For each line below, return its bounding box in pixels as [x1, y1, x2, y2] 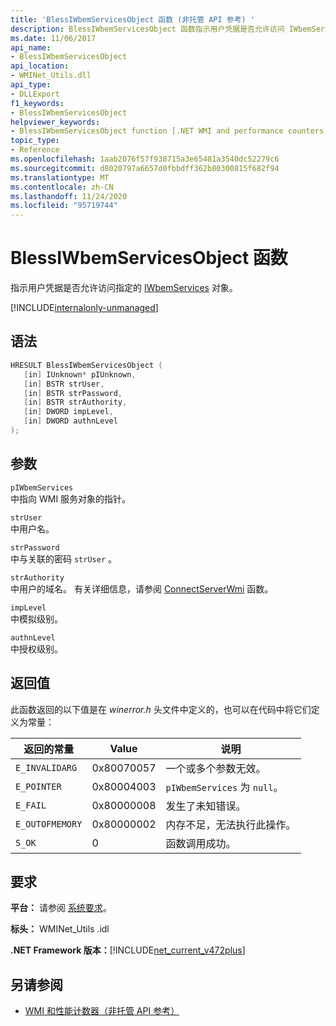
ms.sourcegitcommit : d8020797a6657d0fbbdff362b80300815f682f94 [10, 163, 280, 173]
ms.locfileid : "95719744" [10, 201, 118, 211]
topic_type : [10, 136, 60, 146]
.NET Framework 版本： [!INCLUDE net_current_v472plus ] [10, 944, 246, 956]
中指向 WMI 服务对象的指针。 [10, 492, 132, 505]
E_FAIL [15, 799, 47, 811]
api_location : [10, 61, 70, 71]
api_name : [10, 42, 52, 53]
